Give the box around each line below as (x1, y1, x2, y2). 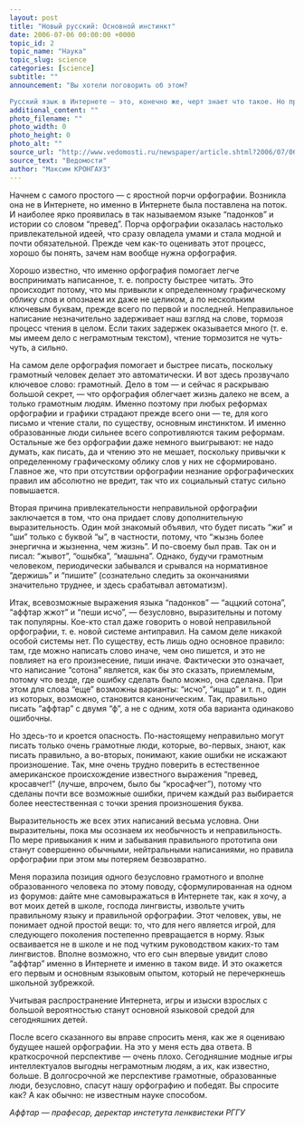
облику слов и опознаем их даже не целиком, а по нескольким (9, 294, 255, 305)
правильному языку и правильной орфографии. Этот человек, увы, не (9, 909, 282, 920)
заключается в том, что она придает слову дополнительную (9, 511, 243, 522)
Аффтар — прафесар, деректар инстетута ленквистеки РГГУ (9, 1107, 246, 1118)
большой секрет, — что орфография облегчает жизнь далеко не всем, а (9, 388, 290, 399)
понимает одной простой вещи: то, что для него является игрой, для (9, 919, 276, 930)
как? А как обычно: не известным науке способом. (9, 1089, 208, 1100)
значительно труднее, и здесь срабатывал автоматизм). (9, 579, 228, 590)
